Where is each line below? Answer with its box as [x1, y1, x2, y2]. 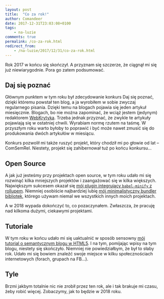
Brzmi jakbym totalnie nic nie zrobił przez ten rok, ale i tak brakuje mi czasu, [5, 283, 158, 289]
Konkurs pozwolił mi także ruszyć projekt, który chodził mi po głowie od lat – [5, 140, 159, 146]
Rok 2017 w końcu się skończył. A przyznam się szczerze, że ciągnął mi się [5, 62, 157, 68]
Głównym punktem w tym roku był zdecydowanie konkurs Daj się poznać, [5, 94, 154, 100]
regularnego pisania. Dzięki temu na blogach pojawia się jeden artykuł [5, 104, 147, 110]
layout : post [5, 7, 32, 12]
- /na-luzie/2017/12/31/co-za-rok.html [14, 48, 95, 53]
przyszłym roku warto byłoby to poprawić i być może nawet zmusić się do [5, 125, 155, 131]
